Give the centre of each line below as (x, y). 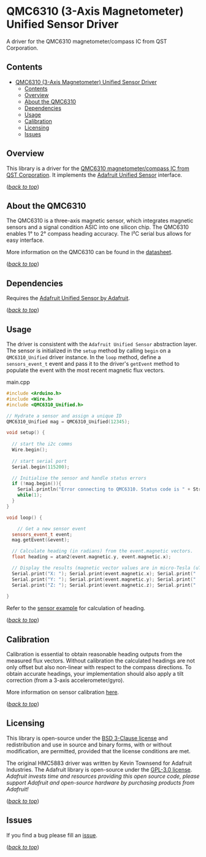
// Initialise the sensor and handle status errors (79, 478)
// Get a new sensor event (52, 529)
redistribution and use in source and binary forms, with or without (89, 745)
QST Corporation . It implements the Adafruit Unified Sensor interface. (94, 175)
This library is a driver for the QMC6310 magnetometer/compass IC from (98, 168)
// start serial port (40, 461)
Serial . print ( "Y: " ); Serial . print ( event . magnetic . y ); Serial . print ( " (104, 579)
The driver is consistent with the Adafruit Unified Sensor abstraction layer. (102, 344)
